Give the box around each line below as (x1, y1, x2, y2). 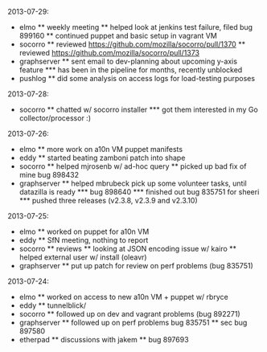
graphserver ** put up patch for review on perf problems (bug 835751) (18, 261, 254, 270)
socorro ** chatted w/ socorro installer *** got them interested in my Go (18, 104, 258, 114)
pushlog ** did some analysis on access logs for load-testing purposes (18, 74, 255, 83)
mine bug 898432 (18, 170, 80, 179)
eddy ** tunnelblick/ (18, 301, 86, 310)
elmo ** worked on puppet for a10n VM (18, 227, 150, 236)
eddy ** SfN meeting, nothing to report (18, 235, 149, 244)
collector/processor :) (18, 113, 92, 123)
